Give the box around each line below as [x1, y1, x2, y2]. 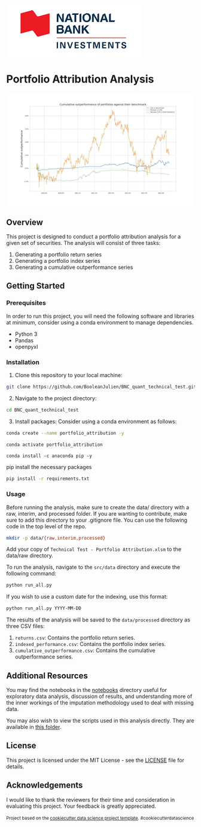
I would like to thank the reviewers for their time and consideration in [6, 796, 175, 803]
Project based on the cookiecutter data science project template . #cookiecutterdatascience [6, 815, 194, 821]
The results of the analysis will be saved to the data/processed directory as [6, 616, 190, 623]
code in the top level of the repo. [6, 522, 87, 530]
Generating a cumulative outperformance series [14, 264, 133, 271]
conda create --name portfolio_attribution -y [6, 430, 124, 436]
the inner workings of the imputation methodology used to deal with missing [6, 699, 194, 706]
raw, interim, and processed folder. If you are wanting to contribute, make [6, 510, 187, 517]
